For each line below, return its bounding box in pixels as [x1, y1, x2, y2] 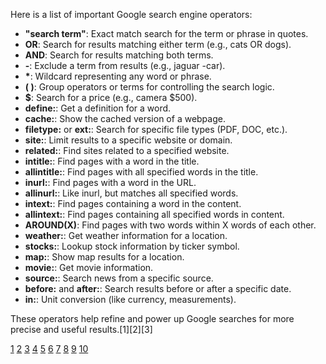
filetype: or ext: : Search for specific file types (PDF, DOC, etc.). [24, 124, 288, 135]
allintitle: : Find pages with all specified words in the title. [24, 166, 259, 178]
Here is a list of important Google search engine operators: [10, 9, 253, 20]
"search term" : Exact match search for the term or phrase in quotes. [24, 28, 309, 39]
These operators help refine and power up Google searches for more [10, 313, 295, 324]
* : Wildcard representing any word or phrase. [24, 70, 212, 82]
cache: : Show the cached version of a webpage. [24, 113, 226, 124]
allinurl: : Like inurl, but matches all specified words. [24, 187, 239, 199]
